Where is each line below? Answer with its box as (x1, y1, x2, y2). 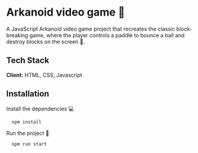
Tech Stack (6, 55, 49, 65)
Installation (6, 89, 49, 99)
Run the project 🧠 (6, 130, 49, 137)
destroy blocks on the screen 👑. (6, 38, 85, 45)
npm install (11, 119, 42, 125)
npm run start (11, 141, 47, 148)
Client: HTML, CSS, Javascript (6, 71, 82, 79)
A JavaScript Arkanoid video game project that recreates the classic (6, 25, 176, 32)
